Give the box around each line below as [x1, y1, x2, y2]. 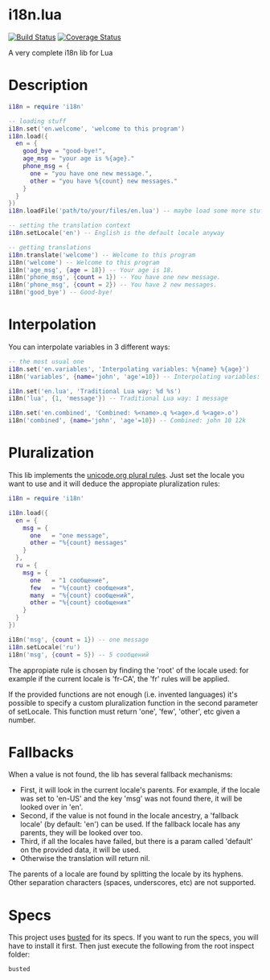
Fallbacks [8, 743, 74, 761]
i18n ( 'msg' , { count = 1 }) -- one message [8, 636, 149, 644]
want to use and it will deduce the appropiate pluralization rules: [8, 479, 221, 488]
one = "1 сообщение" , [29, 576, 110, 584]
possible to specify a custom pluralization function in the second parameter [8, 698, 259, 707]
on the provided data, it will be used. [19, 845, 141, 854]
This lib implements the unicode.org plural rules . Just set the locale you [8, 471, 245, 480]
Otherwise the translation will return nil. [19, 854, 150, 863]
